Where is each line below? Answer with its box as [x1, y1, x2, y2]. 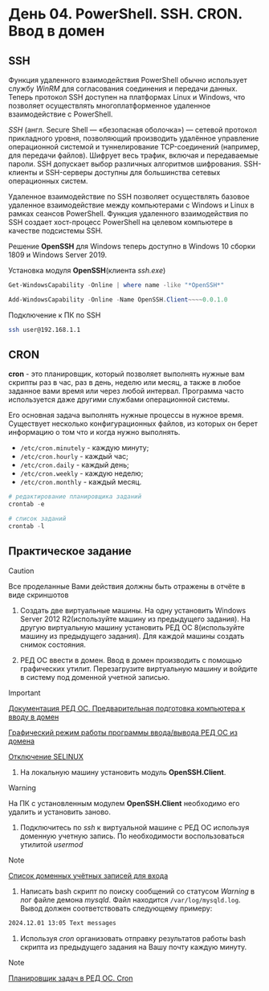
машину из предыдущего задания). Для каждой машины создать [19, 631, 245, 641]
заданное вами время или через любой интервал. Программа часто [8, 387, 244, 396]
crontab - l [8, 522, 45, 530]
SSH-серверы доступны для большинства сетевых [45, 168, 221, 177]
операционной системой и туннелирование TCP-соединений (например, [8, 142, 260, 151]
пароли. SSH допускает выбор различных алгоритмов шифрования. [8, 159, 243, 169]
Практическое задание [8, 544, 132, 559]
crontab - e [8, 500, 45, 509]
